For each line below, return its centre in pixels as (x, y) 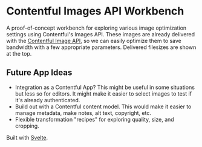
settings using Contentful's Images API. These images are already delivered (101, 34)
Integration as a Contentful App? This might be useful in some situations (105, 87)
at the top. (19, 53)
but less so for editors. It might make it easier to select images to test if (103, 93)
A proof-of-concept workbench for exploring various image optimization (96, 28)
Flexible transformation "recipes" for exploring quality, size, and (94, 119)
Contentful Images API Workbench (95, 11)
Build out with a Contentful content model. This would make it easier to (103, 106)
